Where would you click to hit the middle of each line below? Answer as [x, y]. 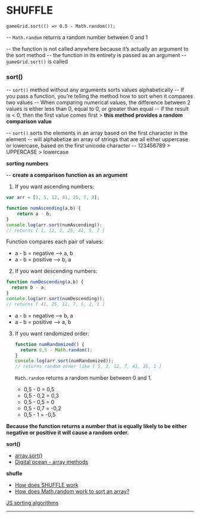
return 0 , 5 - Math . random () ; [57, 350]
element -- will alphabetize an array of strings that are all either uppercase [97, 139]
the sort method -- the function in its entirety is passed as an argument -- [96, 55]
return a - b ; [34, 214]
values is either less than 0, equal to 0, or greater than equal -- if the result [98, 109]
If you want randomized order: [52, 333]
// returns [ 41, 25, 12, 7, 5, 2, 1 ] [56, 304]
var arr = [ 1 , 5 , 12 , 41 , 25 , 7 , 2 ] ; [53, 198]
